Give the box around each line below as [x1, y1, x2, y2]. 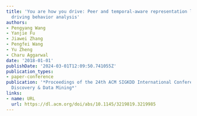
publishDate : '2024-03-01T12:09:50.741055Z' [6, 63, 117, 69]
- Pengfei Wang [6, 42, 43, 47]
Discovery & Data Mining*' [11, 85, 77, 91]
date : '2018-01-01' [6, 57, 54, 63]
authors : [6, 19, 28, 25]
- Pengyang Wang [6, 25, 46, 31]
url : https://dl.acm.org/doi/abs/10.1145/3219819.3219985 [11, 101, 157, 107]
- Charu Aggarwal [6, 52, 49, 58]
